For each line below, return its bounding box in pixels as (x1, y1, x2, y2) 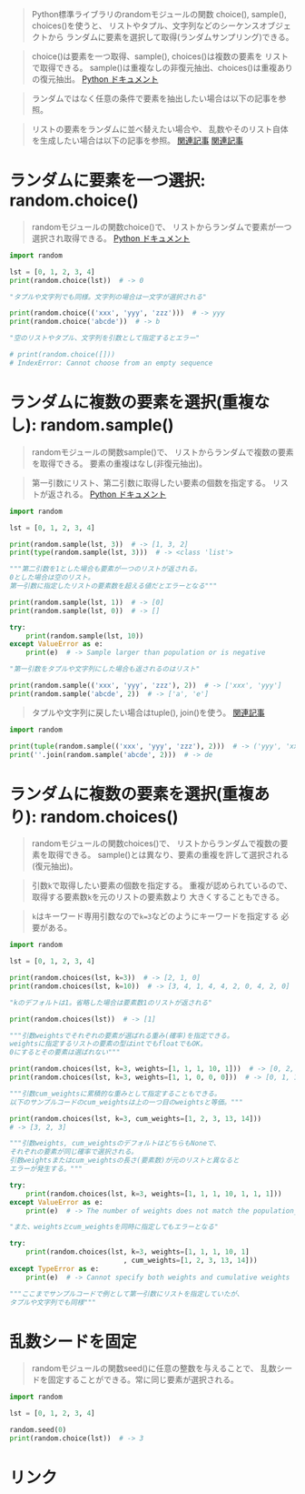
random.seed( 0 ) (9, 1426, 67, 1435)
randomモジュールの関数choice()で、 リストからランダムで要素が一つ (31, 221, 292, 232)
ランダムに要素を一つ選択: (9, 170, 206, 191)
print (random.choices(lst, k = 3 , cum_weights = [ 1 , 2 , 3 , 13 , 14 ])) (9, 1114, 262, 1123)
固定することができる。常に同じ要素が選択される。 (47, 1374, 239, 1386)
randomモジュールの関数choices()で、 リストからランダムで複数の (31, 838, 280, 849)
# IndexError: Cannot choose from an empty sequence (9, 358, 213, 368)
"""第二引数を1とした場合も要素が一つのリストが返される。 (9, 564, 202, 574)
